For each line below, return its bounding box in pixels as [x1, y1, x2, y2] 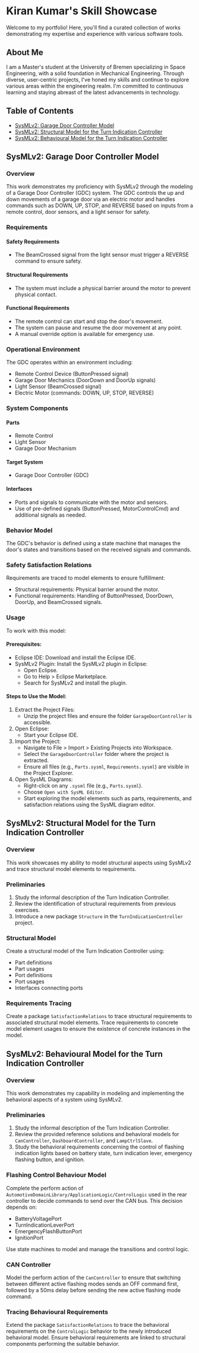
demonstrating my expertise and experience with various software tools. [6, 30, 184, 37]
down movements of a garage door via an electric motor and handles [6, 195, 175, 203]
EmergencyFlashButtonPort [14, 1227, 82, 1234]
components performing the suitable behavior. [6, 1340, 120, 1348]
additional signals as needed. [14, 511, 87, 518]
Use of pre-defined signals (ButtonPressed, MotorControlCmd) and [14, 505, 180, 512]
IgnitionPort [14, 1234, 43, 1241]
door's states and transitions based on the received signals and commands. [6, 546, 192, 553]
